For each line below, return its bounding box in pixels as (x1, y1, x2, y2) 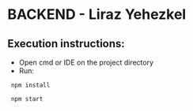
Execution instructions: (7, 37, 126, 50)
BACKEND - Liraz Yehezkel (7, 6, 187, 24)
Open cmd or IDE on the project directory (18, 57, 154, 67)
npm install (10, 81, 51, 89)
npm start (10, 95, 44, 103)
